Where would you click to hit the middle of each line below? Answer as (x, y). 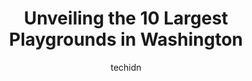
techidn (126, 67)
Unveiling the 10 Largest (126, 18)
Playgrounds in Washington (126, 39)
